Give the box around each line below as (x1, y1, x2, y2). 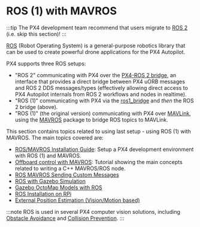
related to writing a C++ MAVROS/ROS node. (14, 165, 126, 172)
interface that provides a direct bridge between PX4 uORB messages (14, 78, 186, 85)
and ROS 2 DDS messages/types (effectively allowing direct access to (14, 84, 189, 91)
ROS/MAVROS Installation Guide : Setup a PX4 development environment (14, 146, 194, 153)
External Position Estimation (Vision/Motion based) (14, 196, 140, 204)
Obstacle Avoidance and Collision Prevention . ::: (6, 214, 125, 222)
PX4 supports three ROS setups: (6, 60, 86, 67)
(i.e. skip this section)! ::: (6, 30, 67, 37)
